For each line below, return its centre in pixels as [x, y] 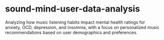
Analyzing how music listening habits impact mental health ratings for [75, 22]
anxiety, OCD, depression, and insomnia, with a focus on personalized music [82, 27]
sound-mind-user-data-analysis [73, 9]
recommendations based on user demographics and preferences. [71, 32]
